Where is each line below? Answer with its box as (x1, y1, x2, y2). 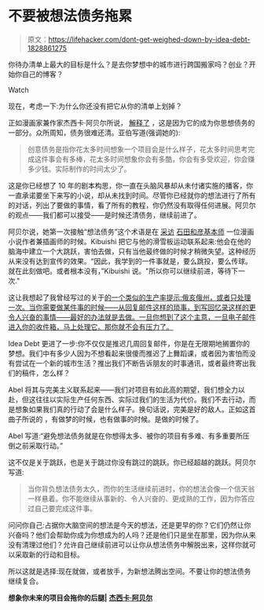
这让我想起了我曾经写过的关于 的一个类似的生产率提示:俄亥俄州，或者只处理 (8, 292, 251, 302)
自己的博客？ (21, 69, 64, 79)
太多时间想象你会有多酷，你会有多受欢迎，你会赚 (96, 154, 255, 163)
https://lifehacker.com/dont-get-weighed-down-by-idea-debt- (48, 35, 251, 44)
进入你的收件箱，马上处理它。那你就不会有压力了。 (8, 322, 174, 331)
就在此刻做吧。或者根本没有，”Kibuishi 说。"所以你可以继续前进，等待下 (8, 266, 238, 276)
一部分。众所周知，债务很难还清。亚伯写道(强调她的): (8, 127, 181, 137)
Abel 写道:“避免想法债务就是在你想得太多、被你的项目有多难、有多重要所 (8, 431, 244, 440)
